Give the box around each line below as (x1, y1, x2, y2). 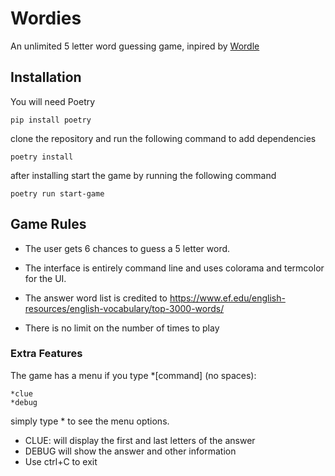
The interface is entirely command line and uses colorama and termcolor (24, 262, 325, 274)
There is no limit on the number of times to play (24, 322, 220, 334)
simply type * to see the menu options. (10, 415, 170, 427)
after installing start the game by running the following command (10, 169, 277, 181)
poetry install (10, 152, 74, 162)
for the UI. (24, 272, 67, 284)
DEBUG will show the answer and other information (24, 445, 237, 457)
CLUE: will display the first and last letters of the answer (24, 434, 256, 446)
